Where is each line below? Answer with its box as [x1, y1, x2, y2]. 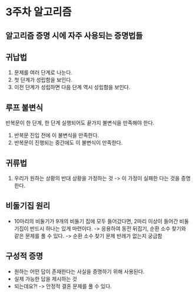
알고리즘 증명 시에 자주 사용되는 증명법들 [5, 31, 143, 41]
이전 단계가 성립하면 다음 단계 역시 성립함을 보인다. [14, 83, 131, 91]
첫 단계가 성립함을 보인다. [14, 76, 73, 83]
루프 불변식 [5, 102, 44, 112]
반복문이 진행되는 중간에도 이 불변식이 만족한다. [14, 139, 123, 146]
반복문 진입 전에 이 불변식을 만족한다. [14, 132, 99, 139]
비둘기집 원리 [5, 201, 51, 211]
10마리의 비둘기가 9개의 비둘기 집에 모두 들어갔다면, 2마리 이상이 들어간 [14, 217, 178, 224]
